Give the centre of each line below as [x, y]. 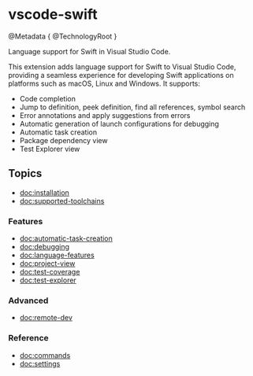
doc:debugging [44, 247]
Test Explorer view [50, 149]
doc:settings [40, 363]
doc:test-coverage [50, 272]
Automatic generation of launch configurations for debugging [119, 123]
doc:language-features [57, 255]
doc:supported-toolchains [62, 201]
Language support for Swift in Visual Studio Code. [89, 51]
